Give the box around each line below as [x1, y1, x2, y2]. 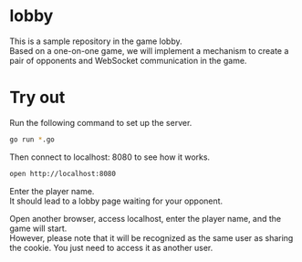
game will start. [9, 223, 68, 234]
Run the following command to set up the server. [9, 117, 193, 128]
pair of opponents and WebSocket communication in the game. [9, 55, 247, 66]
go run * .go [9, 134, 55, 144]
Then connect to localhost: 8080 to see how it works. [9, 152, 211, 162]
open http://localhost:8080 [9, 169, 117, 178]
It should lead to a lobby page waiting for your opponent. [9, 195, 224, 206]
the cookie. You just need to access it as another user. [9, 242, 213, 253]
